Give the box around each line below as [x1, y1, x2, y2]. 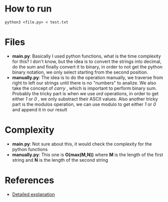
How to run [5, 3, 52, 15]
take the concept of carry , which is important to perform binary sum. [12, 85, 157, 91]
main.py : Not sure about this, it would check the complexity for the [12, 141, 152, 147]
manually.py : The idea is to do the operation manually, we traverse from [12, 74, 163, 81]
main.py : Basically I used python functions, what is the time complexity [12, 53, 161, 59]
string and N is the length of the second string [12, 157, 108, 163]
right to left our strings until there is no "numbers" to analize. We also [12, 80, 156, 86]
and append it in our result [12, 106, 67, 112]
